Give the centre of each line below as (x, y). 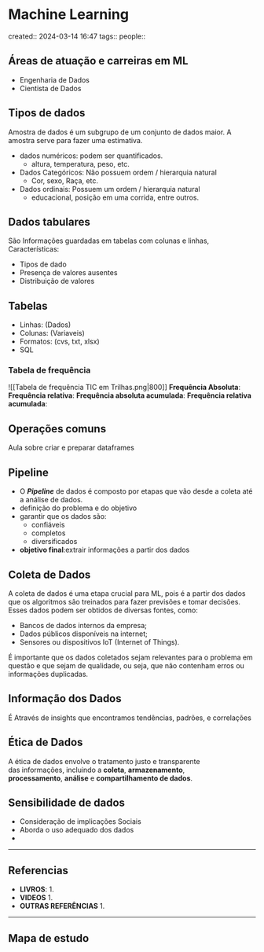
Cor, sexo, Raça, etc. (64, 180)
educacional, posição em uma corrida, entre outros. (115, 197)
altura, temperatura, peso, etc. (80, 164)
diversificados (54, 542)
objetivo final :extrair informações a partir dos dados (104, 550)
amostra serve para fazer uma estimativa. (75, 140)
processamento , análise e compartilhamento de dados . (101, 778)
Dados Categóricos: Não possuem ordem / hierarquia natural (118, 172)
